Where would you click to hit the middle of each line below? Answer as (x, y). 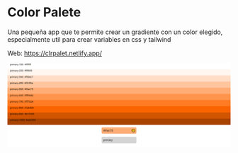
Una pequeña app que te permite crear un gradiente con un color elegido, (115, 32)
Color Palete (44, 12)
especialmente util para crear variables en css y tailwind (89, 39)
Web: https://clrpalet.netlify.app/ (55, 53)
